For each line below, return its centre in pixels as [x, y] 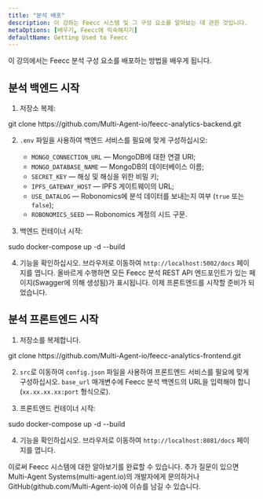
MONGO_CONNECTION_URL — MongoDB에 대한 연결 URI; [113, 157]
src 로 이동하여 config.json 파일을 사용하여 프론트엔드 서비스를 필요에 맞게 [134, 372]
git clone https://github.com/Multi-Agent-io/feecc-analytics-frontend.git [125, 355]
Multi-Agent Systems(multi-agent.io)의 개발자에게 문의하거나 [104, 476]
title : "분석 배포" [37, 15]
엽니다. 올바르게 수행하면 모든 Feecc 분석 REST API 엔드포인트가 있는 [141, 273]
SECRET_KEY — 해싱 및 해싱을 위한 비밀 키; [95, 177]
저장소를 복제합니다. [50, 339]
